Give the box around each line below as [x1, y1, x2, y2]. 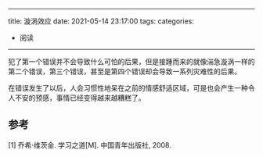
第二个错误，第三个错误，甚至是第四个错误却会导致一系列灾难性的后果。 [8, 67, 241, 76]
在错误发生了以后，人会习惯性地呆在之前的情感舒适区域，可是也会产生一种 [8, 84, 248, 92]
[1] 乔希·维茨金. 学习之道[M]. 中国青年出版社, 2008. [8, 140, 172, 149]
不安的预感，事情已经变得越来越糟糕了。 [14, 93, 146, 102]
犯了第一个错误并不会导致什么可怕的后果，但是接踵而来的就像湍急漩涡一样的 [8, 57, 255, 66]
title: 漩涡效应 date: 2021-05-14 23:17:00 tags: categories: [8, 16, 194, 26]
